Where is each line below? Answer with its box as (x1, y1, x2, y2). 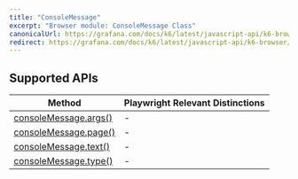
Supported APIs (9, 70, 99, 85)
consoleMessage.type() (13, 155, 114, 167)
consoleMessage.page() (13, 126, 116, 138)
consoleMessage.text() (13, 141, 111, 153)
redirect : (9, 37, 46, 47)
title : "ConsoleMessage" (9, 12, 101, 22)
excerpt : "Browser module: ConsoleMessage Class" (9, 21, 197, 30)
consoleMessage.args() (13, 112, 114, 124)
